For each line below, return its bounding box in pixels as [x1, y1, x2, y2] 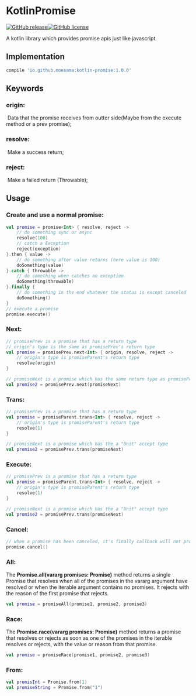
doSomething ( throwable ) [16, 279, 75, 284]
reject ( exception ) [16, 246, 61, 252]
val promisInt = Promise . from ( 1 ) [6, 679, 87, 685]
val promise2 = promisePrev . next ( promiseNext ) [6, 382, 121, 388]
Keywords [6, 84, 44, 94]
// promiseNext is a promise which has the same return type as [6, 376, 166, 382]
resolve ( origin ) [16, 360, 57, 366]
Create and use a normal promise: [6, 211, 104, 219]
